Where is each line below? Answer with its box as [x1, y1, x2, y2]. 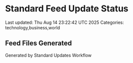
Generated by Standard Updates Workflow [5, 52, 92, 58]
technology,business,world [5, 24, 60, 30]
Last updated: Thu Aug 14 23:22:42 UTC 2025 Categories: [5, 19, 125, 25]
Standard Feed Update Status [5, 3, 129, 14]
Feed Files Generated [5, 39, 72, 48]
